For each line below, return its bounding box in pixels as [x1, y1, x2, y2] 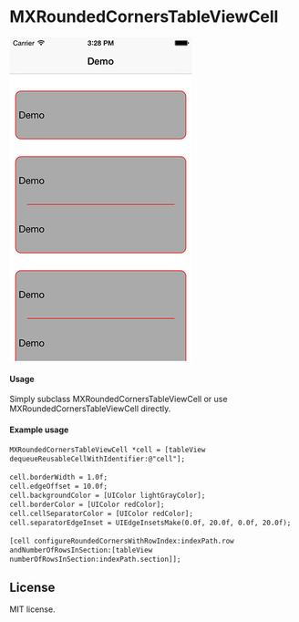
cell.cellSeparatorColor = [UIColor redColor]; [9, 509, 194, 519]
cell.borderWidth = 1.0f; [9, 472, 108, 482]
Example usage [9, 424, 69, 435]
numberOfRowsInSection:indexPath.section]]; [9, 555, 181, 565]
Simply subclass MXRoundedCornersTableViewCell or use [9, 394, 228, 405]
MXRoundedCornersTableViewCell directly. [9, 403, 171, 414]
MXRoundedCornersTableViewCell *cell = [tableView [9, 445, 206, 455]
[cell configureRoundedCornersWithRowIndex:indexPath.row [9, 536, 234, 546]
